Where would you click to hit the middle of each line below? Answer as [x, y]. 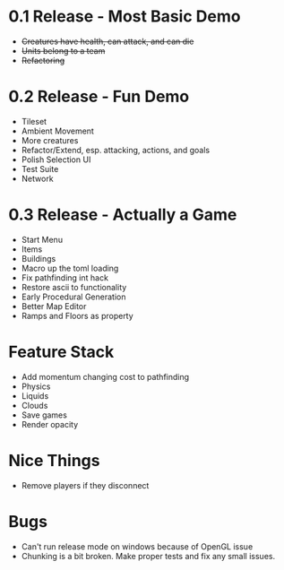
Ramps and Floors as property [77, 315]
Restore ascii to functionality [74, 287]
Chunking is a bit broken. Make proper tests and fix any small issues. [148, 556]
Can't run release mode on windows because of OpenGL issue [137, 546]
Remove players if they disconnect [85, 485]
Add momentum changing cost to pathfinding [105, 376]
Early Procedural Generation [73, 297]
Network [38, 178]
